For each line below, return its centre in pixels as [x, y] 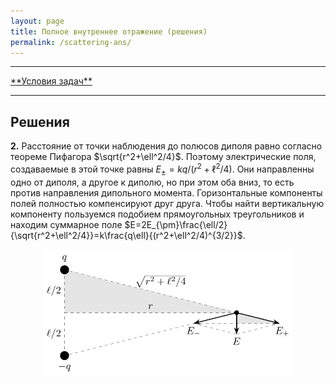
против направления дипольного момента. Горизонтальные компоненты [166, 192]
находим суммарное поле [66, 224]
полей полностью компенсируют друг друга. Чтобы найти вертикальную [167, 203]
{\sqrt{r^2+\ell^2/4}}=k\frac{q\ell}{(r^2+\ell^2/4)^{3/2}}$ [126, 235]
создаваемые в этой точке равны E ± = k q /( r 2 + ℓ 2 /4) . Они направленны [162, 169]
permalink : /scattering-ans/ [71, 42]
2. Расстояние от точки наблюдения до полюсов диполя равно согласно [166, 146]
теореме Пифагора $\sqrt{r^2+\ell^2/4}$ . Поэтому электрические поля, [163, 157]
